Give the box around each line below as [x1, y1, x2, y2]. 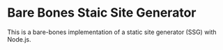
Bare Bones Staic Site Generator [7, 5, 197, 21]
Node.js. [7, 35, 31, 43]
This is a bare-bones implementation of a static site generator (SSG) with [7, 28, 217, 36]
